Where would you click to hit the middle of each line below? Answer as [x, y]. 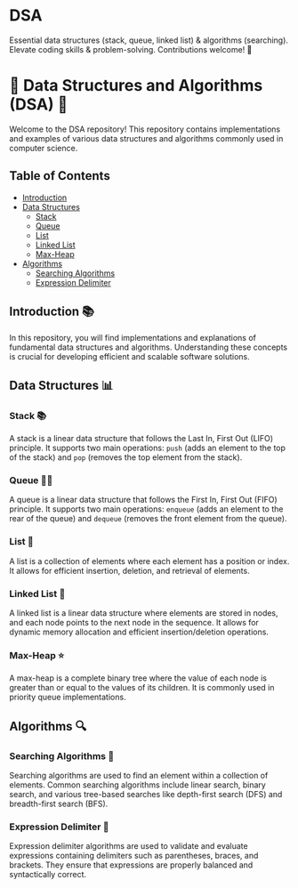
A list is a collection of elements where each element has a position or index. [149, 561]
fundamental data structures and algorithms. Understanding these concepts [149, 347]
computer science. [44, 148]
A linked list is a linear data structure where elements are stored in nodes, [144, 613]
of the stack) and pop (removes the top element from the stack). [126, 457]
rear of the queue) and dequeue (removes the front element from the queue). [148, 519]
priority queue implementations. [68, 697]
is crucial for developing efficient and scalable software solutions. [130, 356]
